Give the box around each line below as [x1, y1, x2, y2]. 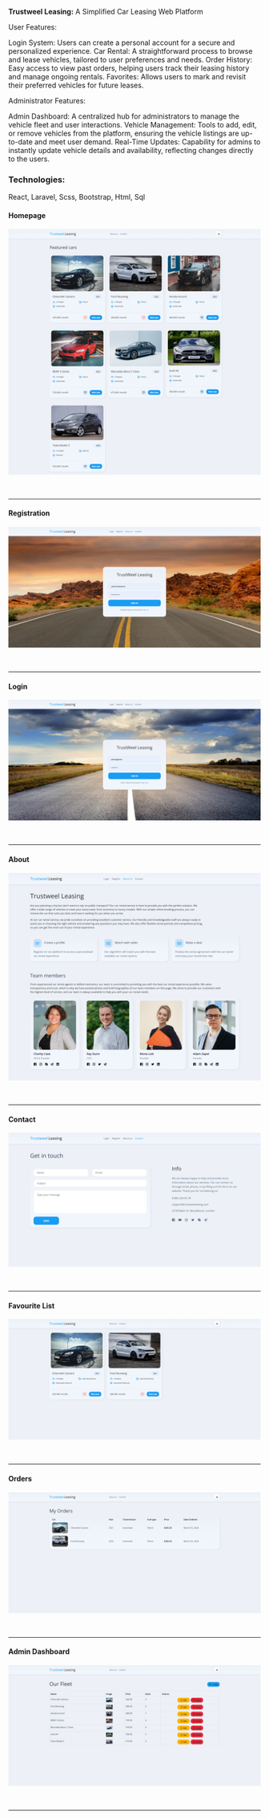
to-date [8, 137, 34, 147]
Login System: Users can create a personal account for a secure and [8, 38, 235, 47]
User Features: [8, 22, 58, 31]
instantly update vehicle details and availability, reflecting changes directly [8, 146, 254, 155]
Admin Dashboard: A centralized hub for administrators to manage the [8, 111, 240, 121]
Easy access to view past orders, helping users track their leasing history [8, 63, 250, 73]
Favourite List [8, 1300, 55, 1310]
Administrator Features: [8, 96, 86, 105]
